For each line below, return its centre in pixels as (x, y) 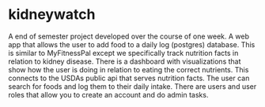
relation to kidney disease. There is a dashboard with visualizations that (125, 61)
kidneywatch (52, 15)
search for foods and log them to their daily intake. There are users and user (132, 86)
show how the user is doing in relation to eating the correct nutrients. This (129, 69)
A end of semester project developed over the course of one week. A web (129, 36)
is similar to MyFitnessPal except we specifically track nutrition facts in (123, 53)
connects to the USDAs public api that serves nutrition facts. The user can (129, 78)
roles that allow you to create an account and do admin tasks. (108, 94)
